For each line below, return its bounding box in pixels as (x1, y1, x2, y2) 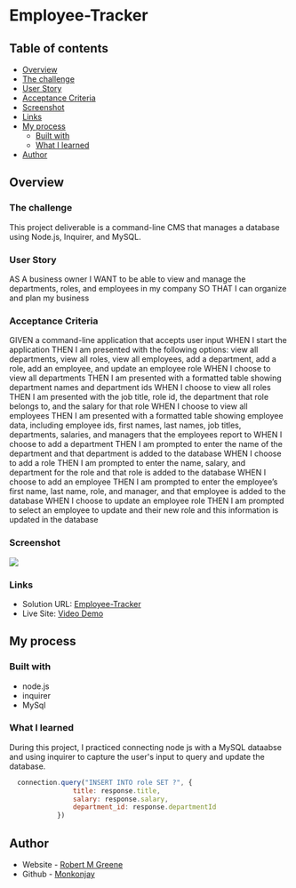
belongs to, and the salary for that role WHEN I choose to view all (9, 401, 248, 412)
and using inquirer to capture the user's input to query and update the (9, 751, 265, 762)
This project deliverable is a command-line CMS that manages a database (9, 221, 280, 232)
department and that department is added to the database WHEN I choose (9, 448, 282, 459)
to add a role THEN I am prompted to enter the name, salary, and (9, 458, 246, 468)
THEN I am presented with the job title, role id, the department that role (9, 392, 269, 403)
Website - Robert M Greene (21, 860, 124, 870)
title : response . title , (72, 786, 162, 796)
